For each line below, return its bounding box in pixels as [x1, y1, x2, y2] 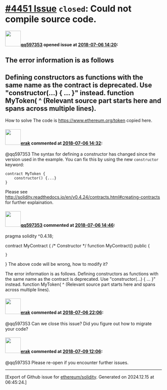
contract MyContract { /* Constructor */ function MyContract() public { [5, 243, 150, 249]
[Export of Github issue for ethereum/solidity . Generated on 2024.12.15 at [5, 374, 155, 380]
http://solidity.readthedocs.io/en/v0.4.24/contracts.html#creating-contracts [5, 194, 161, 200]
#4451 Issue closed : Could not [5, 3, 132, 14]
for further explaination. [5, 199, 54, 205]
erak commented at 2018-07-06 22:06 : [20, 309, 104, 315]
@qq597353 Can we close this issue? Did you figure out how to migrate [5, 320, 152, 327]
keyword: [5, 162, 24, 168]
